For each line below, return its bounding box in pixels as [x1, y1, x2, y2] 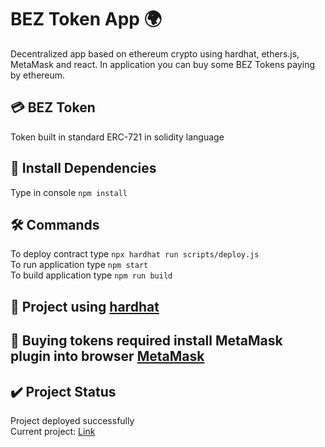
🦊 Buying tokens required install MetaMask [10, 332, 283, 350]
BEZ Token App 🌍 [10, 8, 162, 31]
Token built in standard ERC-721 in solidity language [10, 131, 225, 143]
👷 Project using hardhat [10, 298, 160, 315]
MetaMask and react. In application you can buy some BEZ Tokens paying [10, 58, 316, 70]
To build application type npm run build [10, 269, 173, 281]
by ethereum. [10, 69, 66, 81]
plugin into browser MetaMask [10, 348, 205, 365]
